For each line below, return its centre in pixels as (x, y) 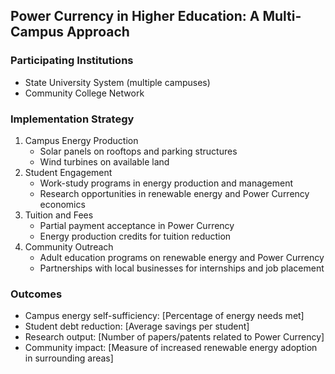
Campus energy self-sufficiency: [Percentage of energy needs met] (164, 316)
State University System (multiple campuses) (117, 82)
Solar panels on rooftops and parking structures (138, 151)
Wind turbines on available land (104, 161)
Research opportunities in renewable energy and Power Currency (174, 193)
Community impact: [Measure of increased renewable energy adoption (171, 348)
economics (62, 204)
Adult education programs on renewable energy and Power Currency (182, 257)
